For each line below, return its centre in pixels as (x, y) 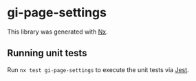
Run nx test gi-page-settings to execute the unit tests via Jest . (98, 69)
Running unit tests (47, 53)
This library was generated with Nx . (57, 32)
